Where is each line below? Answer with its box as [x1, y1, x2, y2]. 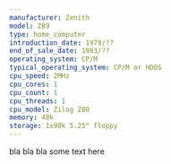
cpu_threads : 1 [9, 96, 66, 106]
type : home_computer [9, 30, 87, 39]
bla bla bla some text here [9, 146, 105, 157]
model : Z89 [9, 22, 50, 30]
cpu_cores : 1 [9, 80, 58, 89]
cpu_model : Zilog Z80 [9, 105, 90, 114]
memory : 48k [9, 113, 54, 122]
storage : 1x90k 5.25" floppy [9, 122, 118, 131]
